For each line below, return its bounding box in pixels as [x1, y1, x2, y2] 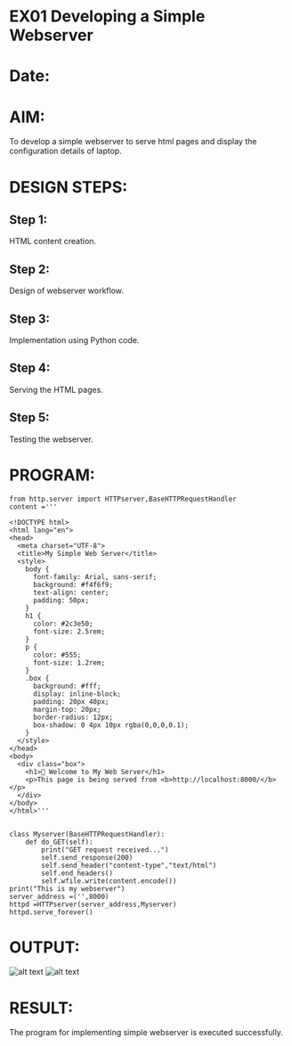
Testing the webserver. [9, 434, 93, 445]
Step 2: [9, 261, 51, 277]
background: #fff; [32, 682, 101, 691]
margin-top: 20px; [32, 705, 101, 714]
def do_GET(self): [25, 838, 93, 846]
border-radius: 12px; [32, 713, 114, 722]
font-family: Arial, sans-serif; [32, 572, 158, 581]
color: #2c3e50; [32, 619, 93, 628]
